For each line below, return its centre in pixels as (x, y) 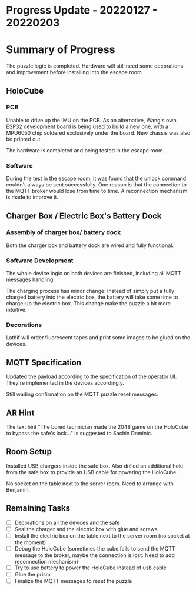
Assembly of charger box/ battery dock (64, 232)
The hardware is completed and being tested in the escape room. (85, 150)
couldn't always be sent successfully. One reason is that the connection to (97, 185)
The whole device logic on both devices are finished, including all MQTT (94, 274)
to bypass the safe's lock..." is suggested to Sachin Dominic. (79, 434)
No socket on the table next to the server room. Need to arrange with (90, 484)
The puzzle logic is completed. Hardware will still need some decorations (95, 66)
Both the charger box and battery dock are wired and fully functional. (90, 245)
